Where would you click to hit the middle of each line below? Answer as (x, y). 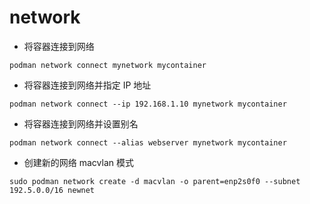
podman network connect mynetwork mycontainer (108, 65)
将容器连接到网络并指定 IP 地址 (87, 85)
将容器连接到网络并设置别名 (81, 123)
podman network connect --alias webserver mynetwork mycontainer (148, 142)
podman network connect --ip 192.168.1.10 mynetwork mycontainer (148, 104)
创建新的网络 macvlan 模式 (78, 162)
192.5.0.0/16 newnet (52, 190)
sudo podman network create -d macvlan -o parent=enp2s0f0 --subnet (155, 181)
